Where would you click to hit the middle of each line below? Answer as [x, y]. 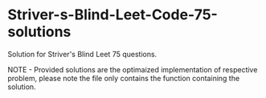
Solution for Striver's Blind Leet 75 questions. [82, 54]
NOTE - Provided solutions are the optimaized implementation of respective [133, 69]
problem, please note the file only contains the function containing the [124, 78]
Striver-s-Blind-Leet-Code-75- [113, 15]
